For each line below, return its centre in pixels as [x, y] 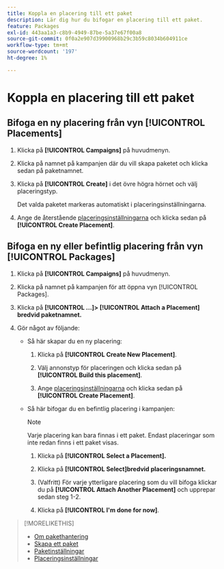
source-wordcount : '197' [42, 52]
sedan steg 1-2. [59, 497]
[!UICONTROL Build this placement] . [90, 375]
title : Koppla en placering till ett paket [70, 13]
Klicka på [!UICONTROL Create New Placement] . [107, 354]
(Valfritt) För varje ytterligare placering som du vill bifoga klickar [127, 482]
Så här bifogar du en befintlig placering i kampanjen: [101, 408]
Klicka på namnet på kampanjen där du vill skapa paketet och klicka [112, 163]
